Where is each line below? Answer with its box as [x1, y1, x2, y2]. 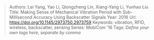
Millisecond [9, 14, 33, 20]
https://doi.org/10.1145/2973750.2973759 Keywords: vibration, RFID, [9, 19, 145, 25]
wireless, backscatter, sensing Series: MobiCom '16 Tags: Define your [9, 25, 149, 30]
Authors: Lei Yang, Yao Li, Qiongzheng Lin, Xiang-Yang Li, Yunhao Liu [9, 4, 149, 10]
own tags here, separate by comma [9, 30, 81, 35]
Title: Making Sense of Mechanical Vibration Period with [9, 9, 122, 15]
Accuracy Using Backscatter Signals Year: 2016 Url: [33, 14, 137, 20]
